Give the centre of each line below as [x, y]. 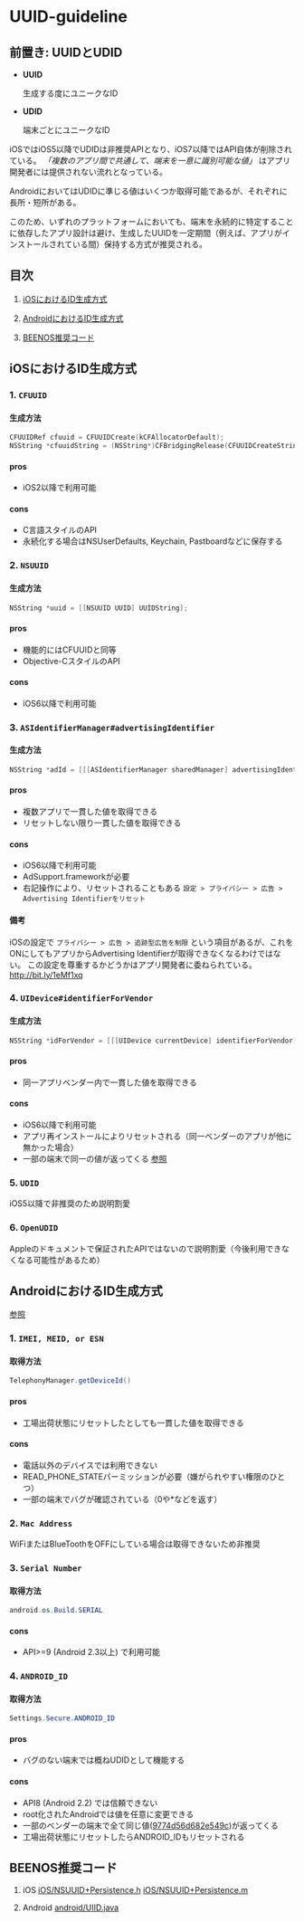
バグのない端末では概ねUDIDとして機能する [104, 1760]
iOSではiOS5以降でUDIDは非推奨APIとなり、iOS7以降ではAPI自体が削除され [151, 149]
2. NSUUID [29, 566]
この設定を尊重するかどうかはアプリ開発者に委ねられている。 [142, 965]
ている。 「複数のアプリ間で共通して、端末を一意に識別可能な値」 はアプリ [150, 161]
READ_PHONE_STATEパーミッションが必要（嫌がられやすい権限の [146, 1476]
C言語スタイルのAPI [60, 530]
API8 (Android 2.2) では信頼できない [90, 1803]
